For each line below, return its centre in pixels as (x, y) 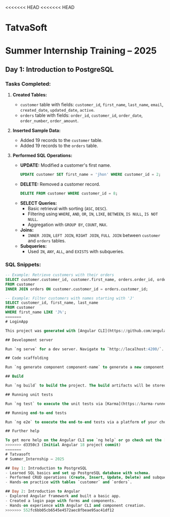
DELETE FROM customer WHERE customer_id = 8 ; (69, 193)
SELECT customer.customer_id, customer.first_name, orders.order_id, (80, 279)
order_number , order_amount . (49, 121)
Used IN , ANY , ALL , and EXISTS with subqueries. (76, 251)
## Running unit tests (29, 394)
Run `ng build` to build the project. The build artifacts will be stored (86, 386)
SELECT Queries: (38, 203)
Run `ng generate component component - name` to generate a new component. (86, 367)
